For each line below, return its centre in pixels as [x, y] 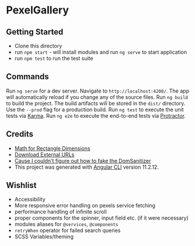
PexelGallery [37, 10]
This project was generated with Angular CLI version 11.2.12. [87, 167]
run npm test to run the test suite [54, 58]
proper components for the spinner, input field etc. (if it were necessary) [101, 218]
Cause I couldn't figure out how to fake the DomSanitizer [83, 160]
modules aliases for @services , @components [66, 224]
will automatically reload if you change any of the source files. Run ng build [97, 97]
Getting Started [35, 32]
